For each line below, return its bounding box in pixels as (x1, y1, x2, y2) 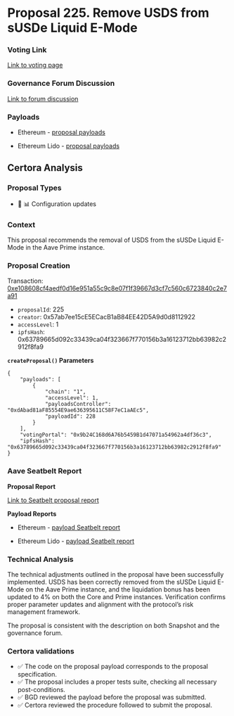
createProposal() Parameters (7, 357, 94, 365)
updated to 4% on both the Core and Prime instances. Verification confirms (7, 592, 226, 601)
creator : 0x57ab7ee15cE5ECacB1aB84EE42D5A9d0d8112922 (17, 313, 195, 321)
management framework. (7, 607, 81, 616)
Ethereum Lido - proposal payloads (17, 142, 120, 151)
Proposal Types (7, 183, 62, 193)
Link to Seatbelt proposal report (7, 496, 100, 504)
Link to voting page (7, 61, 63, 70)
